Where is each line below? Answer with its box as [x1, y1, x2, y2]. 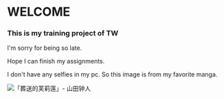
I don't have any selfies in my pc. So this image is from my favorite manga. [7, 70, 218, 79]
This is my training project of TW [7, 29, 119, 38]
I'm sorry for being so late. [7, 44, 82, 52]
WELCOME [7, 4, 71, 20]
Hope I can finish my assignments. [7, 57, 105, 66]
